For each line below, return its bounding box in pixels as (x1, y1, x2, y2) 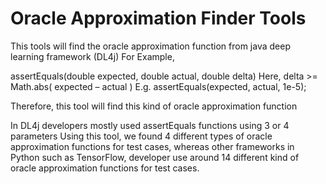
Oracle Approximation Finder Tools (10, 7, 307, 30)
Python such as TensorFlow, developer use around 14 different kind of (10, 151, 300, 163)
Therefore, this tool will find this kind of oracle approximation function (10, 100, 298, 112)
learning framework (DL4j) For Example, (10, 50, 175, 62)
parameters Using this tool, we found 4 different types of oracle (10, 130, 273, 142)
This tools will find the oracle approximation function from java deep (10, 40, 291, 52)
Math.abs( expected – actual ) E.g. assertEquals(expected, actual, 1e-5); (10, 80, 307, 92)
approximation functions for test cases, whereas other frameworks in (10, 140, 295, 152)
